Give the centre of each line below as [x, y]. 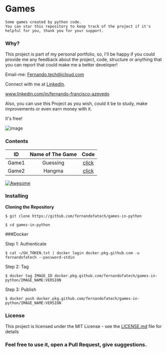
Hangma [53, 170]
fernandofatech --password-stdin [40, 257]
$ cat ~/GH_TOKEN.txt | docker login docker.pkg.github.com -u [72, 253]
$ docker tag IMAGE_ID [29, 275]
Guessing [53, 162]
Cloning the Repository [29, 207]
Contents [17, 141]
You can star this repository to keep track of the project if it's [78, 26]
